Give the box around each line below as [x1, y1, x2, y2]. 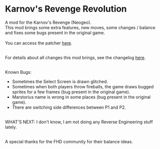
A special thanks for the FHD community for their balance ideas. [5, 138, 133, 144]
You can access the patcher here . [5, 40, 73, 46]
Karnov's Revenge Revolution [5, 3, 127, 15]
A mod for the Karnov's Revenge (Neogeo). [5, 19, 92, 25]
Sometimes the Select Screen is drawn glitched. [12, 79, 108, 84]
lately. [5, 124, 17, 130]
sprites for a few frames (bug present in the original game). [12, 89, 130, 95]
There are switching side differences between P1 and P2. [12, 104, 126, 110]
